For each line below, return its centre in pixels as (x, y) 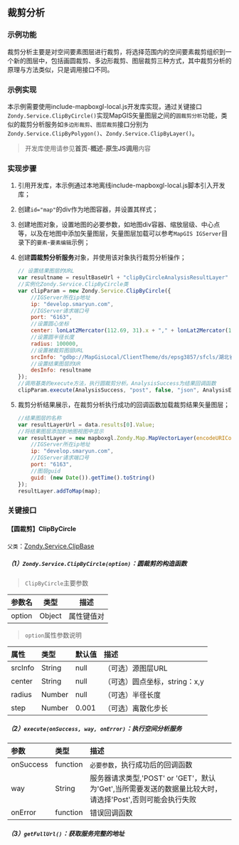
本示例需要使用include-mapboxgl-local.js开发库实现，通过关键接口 (105, 106)
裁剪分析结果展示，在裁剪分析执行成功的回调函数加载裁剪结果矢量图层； (123, 404)
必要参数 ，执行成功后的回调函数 (141, 765)
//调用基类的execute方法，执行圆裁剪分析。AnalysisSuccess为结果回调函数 (117, 384)
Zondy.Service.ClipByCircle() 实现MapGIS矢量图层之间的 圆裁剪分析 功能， (115, 115)
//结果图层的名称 (39, 418)
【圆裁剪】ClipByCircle (42, 528)
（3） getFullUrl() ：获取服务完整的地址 (66, 834)
